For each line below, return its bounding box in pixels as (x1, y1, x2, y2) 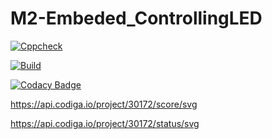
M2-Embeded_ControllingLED (10, 7, 263, 30)
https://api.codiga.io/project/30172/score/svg (10, 98, 198, 110)
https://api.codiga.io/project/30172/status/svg (10, 117, 200, 129)
